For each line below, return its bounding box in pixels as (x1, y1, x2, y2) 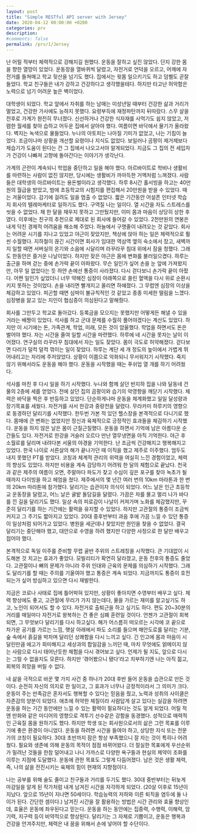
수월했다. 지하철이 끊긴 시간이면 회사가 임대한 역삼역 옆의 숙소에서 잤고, (12, 238, 175, 245)
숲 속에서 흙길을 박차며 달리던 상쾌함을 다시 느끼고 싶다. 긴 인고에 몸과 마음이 (6, 633, 181, 640)
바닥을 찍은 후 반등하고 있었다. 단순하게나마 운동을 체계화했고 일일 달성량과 (16, 395, 188, 402)
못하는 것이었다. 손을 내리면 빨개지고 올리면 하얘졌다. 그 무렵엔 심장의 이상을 (16, 282, 191, 289)
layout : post (6, 8, 38, 15)
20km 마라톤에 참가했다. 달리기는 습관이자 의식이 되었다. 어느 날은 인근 (12, 483, 175, 490)
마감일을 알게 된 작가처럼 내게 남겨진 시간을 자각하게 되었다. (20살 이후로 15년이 (6, 783, 188, 790)
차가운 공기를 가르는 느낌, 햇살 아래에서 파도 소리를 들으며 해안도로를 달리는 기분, (6, 626, 191, 633)
